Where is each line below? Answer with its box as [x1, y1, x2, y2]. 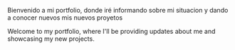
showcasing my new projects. [7, 35, 95, 43]
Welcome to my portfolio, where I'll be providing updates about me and [7, 27, 216, 35]
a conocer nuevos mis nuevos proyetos [7, 13, 123, 22]
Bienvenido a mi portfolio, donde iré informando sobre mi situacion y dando [7, 6, 229, 14]
